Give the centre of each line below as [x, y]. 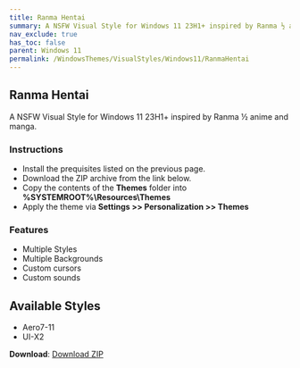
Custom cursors [52, 268]
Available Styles [55, 306]
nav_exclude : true [43, 34]
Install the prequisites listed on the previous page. [114, 169]
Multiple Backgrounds [62, 259]
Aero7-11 [38, 328]
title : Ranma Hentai [48, 17]
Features [29, 230]
